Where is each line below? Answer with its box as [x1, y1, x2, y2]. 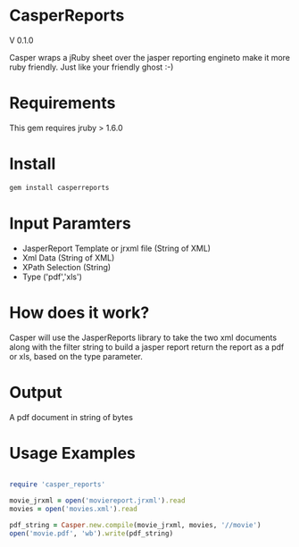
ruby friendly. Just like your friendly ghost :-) [9, 62, 174, 72]
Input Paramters [9, 213, 131, 233]
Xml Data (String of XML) [21, 252, 115, 263]
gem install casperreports [9, 183, 110, 192]
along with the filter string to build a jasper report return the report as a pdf [9, 341, 285, 352]
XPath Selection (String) [21, 261, 112, 272]
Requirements [9, 93, 116, 113]
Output [9, 382, 62, 402]
